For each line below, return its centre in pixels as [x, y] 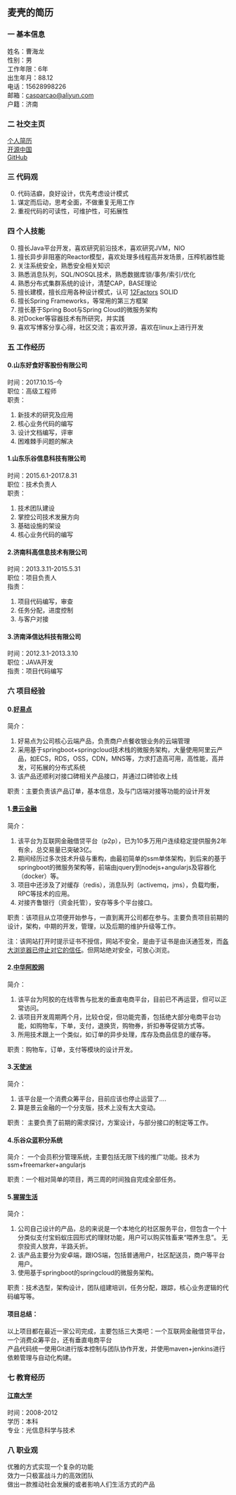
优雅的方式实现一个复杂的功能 [50, 1467]
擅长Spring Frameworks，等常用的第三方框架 [83, 301]
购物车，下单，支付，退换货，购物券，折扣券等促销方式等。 [122, 1025]
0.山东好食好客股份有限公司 [47, 365]
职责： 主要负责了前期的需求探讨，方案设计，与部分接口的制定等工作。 [110, 1122]
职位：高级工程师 [32, 391]
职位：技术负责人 [32, 484]
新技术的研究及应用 [45, 415]
